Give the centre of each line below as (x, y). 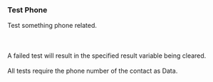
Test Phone (27, 10)
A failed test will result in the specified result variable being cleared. (107, 56)
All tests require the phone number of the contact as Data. (93, 71)
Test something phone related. (52, 26)
